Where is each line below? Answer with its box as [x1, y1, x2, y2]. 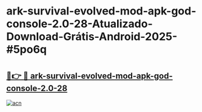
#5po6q [6, 43, 47, 57]
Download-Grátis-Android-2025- [6, 30, 178, 43]
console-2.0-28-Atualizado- [6, 17, 153, 31]
